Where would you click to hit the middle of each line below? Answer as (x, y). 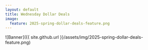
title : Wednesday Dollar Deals (37, 14)
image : (12, 19)
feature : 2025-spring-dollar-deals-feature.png (60, 23)
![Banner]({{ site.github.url (32, 37)
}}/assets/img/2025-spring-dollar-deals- (101, 37)
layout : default (22, 10)
